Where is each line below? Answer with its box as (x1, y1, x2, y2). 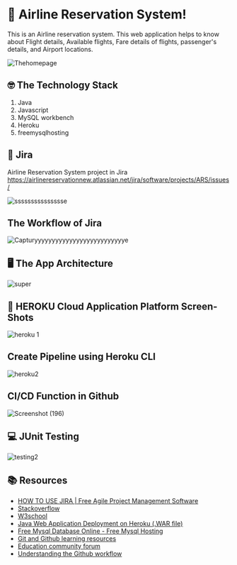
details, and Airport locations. (7, 45, 93, 53)
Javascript (17, 106, 49, 114)
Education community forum (17, 542, 101, 551)
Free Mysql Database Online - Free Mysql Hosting (17, 527, 163, 535)
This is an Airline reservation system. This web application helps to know (7, 30, 219, 38)
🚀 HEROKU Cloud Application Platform (7, 300, 179, 312)
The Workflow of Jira (7, 216, 103, 229)
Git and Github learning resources (17, 534, 117, 543)
